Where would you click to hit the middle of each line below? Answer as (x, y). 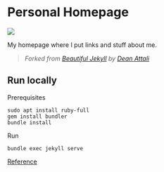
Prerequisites (26, 97)
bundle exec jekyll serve (45, 148)
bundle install (30, 123)
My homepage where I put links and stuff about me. (82, 45)
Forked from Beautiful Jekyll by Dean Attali (87, 58)
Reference (22, 161)
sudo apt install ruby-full (49, 110)
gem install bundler (38, 117)
